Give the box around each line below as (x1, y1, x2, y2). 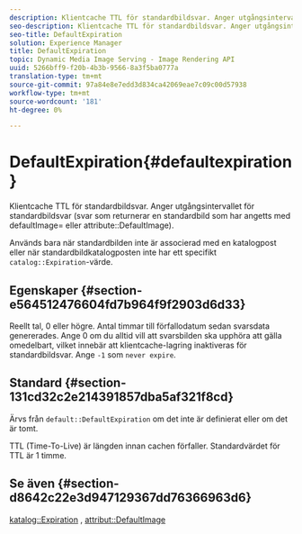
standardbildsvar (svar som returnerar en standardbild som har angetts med (9, 211, 291, 222)
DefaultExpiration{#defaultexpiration (9, 152, 292, 172)
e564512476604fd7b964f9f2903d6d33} (9, 296, 246, 312)
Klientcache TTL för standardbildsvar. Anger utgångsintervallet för (9, 201, 254, 212)
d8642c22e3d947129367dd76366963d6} (9, 490, 252, 505)
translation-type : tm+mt (9, 72, 102, 81)
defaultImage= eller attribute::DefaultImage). (9, 220, 174, 231)
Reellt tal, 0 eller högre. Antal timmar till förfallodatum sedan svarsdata (9, 321, 271, 331)
